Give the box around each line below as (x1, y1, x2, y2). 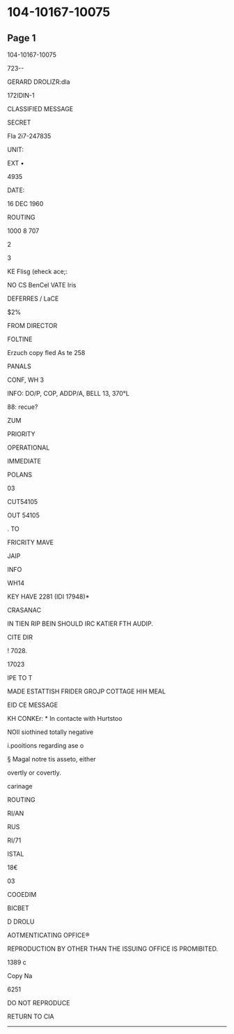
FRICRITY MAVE (7, 538, 54, 546)
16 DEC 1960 (7, 200, 44, 208)
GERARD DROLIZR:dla (7, 78, 70, 86)
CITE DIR (7, 633, 33, 641)
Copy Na (7, 972, 33, 979)
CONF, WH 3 (7, 375, 44, 384)
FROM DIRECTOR (7, 322, 58, 329)
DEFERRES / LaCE (7, 294, 59, 303)
